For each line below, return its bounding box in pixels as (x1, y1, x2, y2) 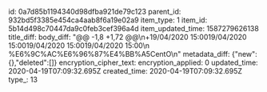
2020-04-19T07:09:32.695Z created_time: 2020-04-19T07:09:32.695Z (8, 66, 242, 75)
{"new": (231, 50, 257, 58)
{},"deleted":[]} (8, 58, 58, 67)
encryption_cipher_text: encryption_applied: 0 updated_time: (58, 58, 258, 67)
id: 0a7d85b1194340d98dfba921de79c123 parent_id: (8, 7, 181, 16)
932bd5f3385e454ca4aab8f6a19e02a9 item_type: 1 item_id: (8, 15, 208, 25)
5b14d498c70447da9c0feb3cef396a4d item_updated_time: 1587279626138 (8, 24, 260, 33)
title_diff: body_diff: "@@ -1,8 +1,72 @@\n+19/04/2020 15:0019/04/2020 (8, 32, 247, 42)
